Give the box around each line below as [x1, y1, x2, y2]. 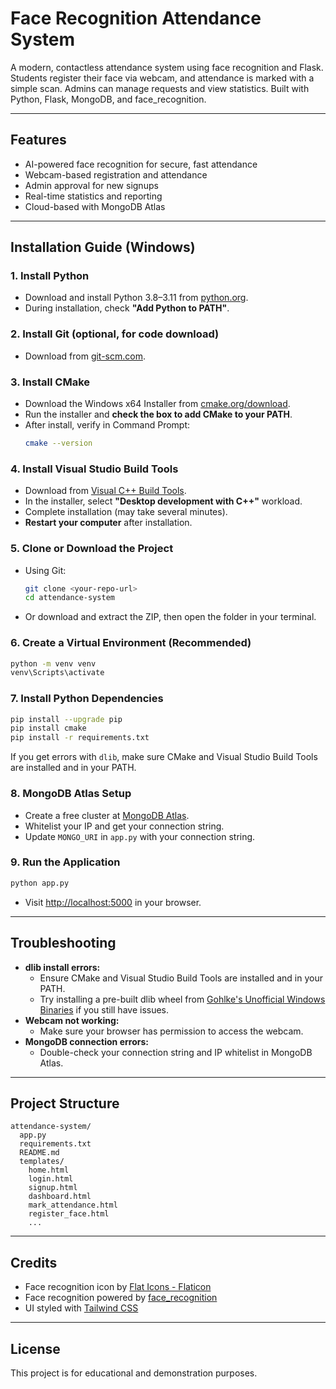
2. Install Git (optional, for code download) [10, 327, 220, 341]
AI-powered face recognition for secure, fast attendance [24, 158, 258, 170]
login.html [28, 1174, 74, 1184]
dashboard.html [28, 1192, 92, 1202]
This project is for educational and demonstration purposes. [10, 1367, 258, 1379]
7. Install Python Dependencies [10, 692, 164, 706]
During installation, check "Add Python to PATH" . [24, 302, 230, 314]
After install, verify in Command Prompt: [24, 419, 191, 431]
